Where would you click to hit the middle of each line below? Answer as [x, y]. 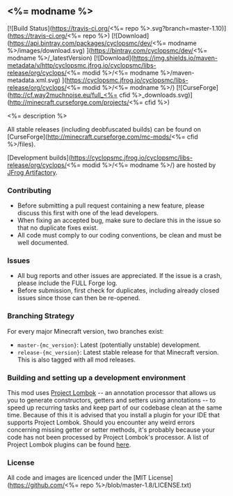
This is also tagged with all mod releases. [76, 359]
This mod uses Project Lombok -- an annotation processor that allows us [112, 393]
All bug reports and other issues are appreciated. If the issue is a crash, [120, 276]
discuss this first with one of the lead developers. [88, 213]
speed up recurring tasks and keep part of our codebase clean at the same [115, 408]
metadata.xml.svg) [34, 80]
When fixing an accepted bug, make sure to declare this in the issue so [119, 220]
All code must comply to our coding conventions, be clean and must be [119, 235]
